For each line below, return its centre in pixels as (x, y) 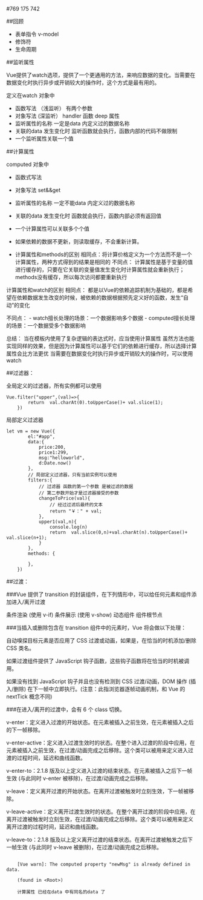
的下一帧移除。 (25, 730)
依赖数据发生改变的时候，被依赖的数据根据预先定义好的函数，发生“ (100, 297)
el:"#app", (42, 437)
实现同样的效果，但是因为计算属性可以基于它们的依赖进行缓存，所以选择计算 (101, 346)
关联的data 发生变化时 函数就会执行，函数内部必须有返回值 (88, 216)
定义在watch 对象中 (31, 95)
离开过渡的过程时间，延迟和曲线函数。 (54, 827)
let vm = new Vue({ (31, 431)
